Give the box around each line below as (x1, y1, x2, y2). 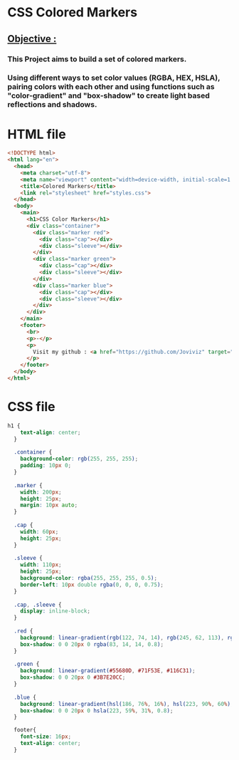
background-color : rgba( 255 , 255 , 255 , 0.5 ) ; (20, 575, 158, 582)
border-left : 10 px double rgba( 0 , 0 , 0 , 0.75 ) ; (20, 581, 164, 588)
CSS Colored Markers (7, 4, 137, 21)
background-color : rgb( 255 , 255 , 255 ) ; (20, 455, 139, 463)
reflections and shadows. (7, 100, 97, 110)
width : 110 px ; (20, 561, 62, 568)
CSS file (7, 399, 55, 415)
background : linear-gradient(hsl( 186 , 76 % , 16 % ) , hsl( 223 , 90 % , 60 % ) (20, 700, 231, 707)
